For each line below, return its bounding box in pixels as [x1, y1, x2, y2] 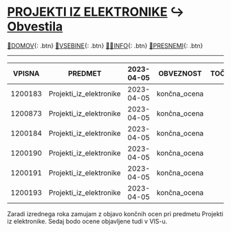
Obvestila [7, 19, 63, 34]
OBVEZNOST [158, 68, 202, 78]
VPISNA [12, 68, 40, 78]
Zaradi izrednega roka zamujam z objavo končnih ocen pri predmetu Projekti [7, 209, 223, 218]
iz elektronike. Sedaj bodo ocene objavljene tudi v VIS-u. [7, 217, 168, 225]
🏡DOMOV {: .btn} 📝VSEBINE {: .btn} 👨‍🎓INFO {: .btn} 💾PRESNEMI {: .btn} [7, 41, 203, 50]
